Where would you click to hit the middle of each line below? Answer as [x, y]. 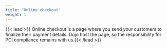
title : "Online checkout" [33, 10]
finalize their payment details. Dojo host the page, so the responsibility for [83, 34]
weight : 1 [16, 15]
